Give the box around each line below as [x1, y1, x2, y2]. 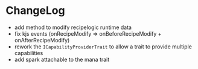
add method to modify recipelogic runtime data [14, 24, 132, 31]
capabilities [14, 49, 43, 56]
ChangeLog [5, 4, 65, 18]
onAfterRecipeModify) [14, 36, 70, 44]
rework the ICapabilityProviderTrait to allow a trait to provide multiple [14, 43, 193, 50]
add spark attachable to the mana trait [14, 56, 110, 63]
